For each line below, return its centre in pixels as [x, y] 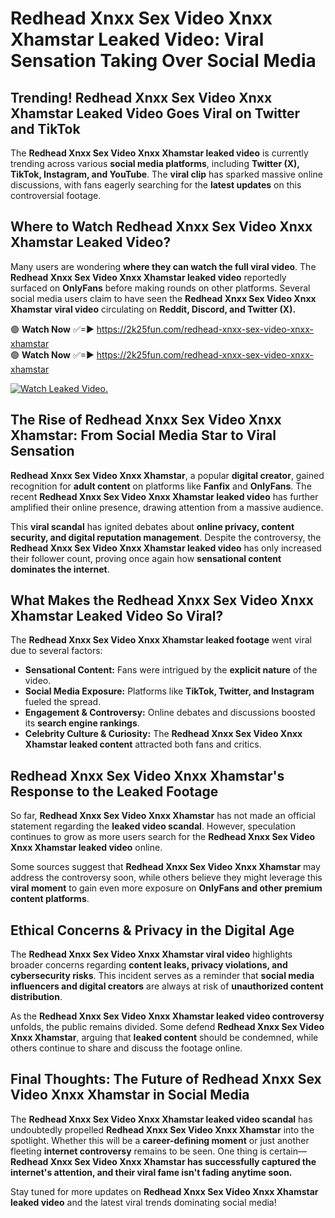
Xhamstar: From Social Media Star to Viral [143, 435]
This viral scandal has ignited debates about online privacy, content [152, 526]
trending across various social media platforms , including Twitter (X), [155, 163]
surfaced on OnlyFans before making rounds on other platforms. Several [160, 288]
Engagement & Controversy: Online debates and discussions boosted [170, 713]
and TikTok [45, 128]
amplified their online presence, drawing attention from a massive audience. [167, 507]
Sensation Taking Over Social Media [163, 61]
